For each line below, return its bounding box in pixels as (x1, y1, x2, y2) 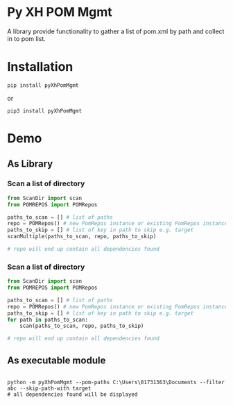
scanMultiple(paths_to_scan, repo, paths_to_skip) (7, 233, 157, 240)
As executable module (7, 354, 106, 366)
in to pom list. (7, 34, 46, 42)
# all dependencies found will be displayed (7, 390, 138, 398)
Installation (7, 59, 74, 75)
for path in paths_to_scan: (7, 316, 89, 323)
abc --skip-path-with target (7, 385, 92, 392)
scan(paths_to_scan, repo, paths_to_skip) (19, 322, 144, 330)
